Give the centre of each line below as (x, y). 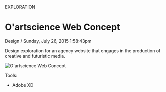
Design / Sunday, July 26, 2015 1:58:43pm (48, 41)
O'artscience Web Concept (63, 27)
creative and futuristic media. (35, 56)
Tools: (11, 75)
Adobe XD (23, 85)
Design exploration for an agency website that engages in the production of (83, 50)
